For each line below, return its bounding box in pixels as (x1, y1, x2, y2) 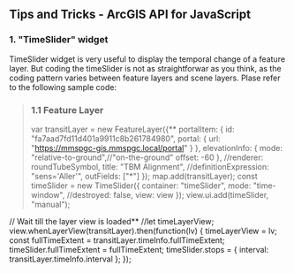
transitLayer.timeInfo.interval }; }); (9, 254, 132, 264)
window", (30, 189, 65, 200)
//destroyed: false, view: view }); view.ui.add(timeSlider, (66, 189, 269, 200)
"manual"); (30, 199, 71, 209)
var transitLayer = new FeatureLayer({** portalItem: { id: (30, 124, 235, 134)
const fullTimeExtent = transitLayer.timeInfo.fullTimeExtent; (9, 234, 225, 246)
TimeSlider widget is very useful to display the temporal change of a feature (9, 53, 285, 64)
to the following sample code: (9, 81, 117, 92)
